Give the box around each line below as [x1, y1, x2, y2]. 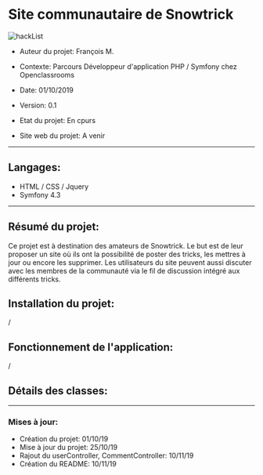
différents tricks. [8, 274, 61, 284]
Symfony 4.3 [19, 190, 61, 199]
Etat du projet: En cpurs [19, 115, 96, 125]
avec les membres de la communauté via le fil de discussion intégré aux [8, 266, 240, 275]
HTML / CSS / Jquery [19, 182, 89, 191]
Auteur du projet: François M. [19, 46, 114, 56]
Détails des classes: [8, 384, 108, 397]
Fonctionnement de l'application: [8, 340, 174, 354]
